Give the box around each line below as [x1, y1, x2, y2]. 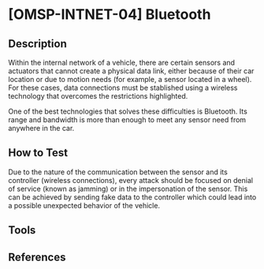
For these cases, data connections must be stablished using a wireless [8, 83, 238, 92]
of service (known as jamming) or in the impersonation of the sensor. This [8, 184, 248, 193]
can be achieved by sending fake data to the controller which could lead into [8, 192, 257, 202]
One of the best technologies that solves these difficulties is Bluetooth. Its [8, 106, 248, 116]
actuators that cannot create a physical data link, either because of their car [8, 66, 255, 76]
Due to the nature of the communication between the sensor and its [8, 167, 229, 177]
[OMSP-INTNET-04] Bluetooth [8, 6, 211, 24]
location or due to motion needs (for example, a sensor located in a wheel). [8, 75, 252, 84]
